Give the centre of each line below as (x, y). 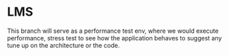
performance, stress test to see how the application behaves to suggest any (114, 38)
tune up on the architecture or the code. (63, 45)
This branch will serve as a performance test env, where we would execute (113, 31)
